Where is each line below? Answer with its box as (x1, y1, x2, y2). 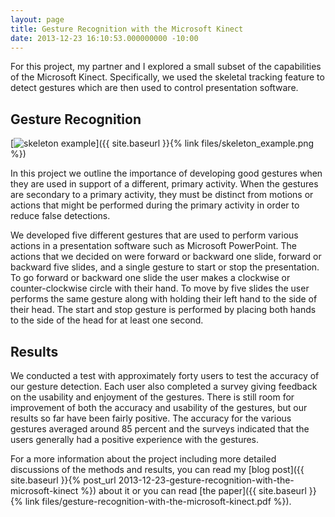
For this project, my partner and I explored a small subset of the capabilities (10, 61, 322, 73)
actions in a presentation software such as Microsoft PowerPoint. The (10, 240, 297, 252)
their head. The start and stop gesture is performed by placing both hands (10, 304, 317, 316)
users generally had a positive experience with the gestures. (10, 434, 260, 445)
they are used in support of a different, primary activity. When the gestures (10, 178, 319, 190)
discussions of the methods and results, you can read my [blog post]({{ (10, 464, 305, 475)
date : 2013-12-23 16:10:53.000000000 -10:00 (10, 33, 199, 43)
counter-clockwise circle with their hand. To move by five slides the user (10, 282, 310, 295)
